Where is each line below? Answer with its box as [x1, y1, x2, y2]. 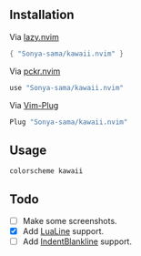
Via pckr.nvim [9, 66, 61, 77]
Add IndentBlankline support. [22, 236, 132, 247]
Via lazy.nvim [9, 31, 59, 42]
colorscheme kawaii [9, 167, 84, 176]
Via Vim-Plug [9, 99, 59, 110]
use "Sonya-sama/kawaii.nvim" [9, 83, 125, 92]
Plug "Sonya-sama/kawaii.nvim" [9, 118, 128, 127]
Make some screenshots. [22, 216, 117, 227]
